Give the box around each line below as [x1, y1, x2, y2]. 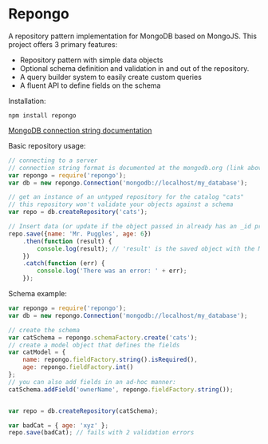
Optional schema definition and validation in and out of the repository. [19, 63, 250, 73]
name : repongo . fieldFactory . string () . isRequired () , [22, 356, 198, 364]
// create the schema [8, 326, 81, 334]
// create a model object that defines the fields [8, 341, 180, 349]
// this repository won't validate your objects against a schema [8, 200, 234, 208]
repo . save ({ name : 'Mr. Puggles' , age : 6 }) [8, 229, 152, 238]
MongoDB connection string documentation [8, 125, 152, 135]
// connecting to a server [8, 157, 98, 165]
